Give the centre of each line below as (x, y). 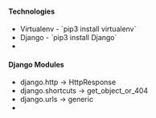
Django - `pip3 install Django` (68, 38)
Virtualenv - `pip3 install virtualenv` (78, 29)
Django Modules (36, 64)
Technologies (32, 11)
